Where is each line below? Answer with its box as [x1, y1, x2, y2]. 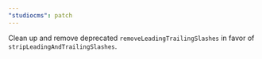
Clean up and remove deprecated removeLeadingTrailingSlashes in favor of [8, 33, 255, 42]
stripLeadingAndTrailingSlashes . [8, 41, 118, 51]
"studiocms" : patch [8, 11, 73, 20]
